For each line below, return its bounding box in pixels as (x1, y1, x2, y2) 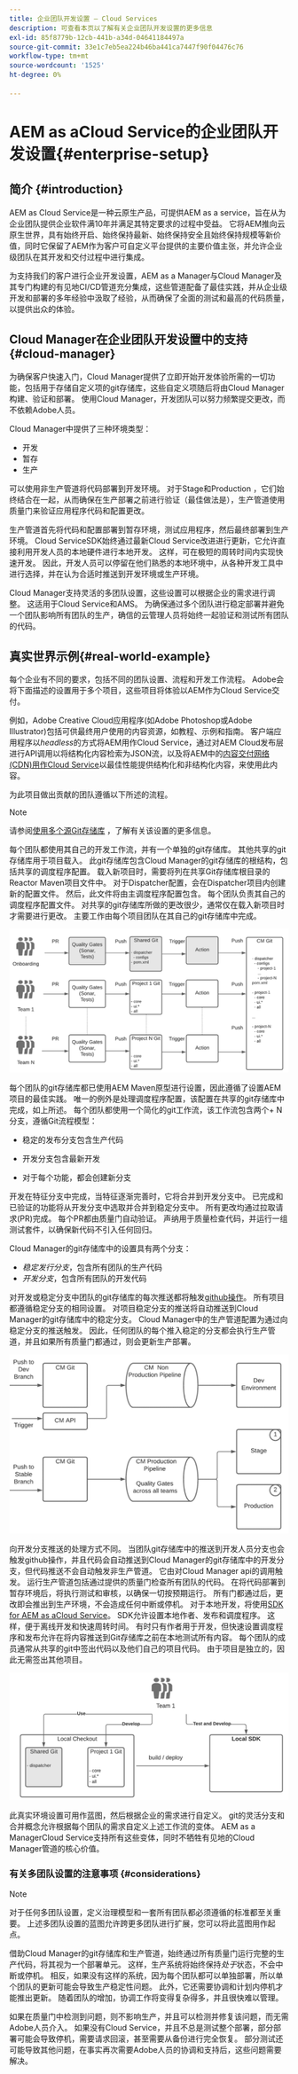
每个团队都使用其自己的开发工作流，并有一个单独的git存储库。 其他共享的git (9, 844, 286, 855)
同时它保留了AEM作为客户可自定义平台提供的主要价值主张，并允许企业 (24, 240, 283, 251)
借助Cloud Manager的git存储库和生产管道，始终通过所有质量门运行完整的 (9, 1947, 278, 1959)
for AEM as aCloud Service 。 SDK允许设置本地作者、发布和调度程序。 (9, 1610, 266, 1621)
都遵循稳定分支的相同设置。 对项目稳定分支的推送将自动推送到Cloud (9, 1303, 259, 1313)
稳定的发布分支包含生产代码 (21, 1134, 124, 1145)
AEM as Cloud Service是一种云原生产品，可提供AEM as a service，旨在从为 (9, 207, 286, 217)
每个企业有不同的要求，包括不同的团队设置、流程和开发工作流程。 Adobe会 (9, 674, 285, 685)
